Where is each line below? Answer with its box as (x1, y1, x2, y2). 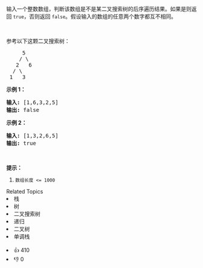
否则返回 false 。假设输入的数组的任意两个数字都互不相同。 (29, 13, 177, 20)
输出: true (6, 140, 36, 146)
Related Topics (6, 188, 43, 195)
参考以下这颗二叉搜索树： (6, 38, 70, 44)
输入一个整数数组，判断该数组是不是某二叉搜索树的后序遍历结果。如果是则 (6, 5, 192, 12)
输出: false (6, 106, 40, 113)
